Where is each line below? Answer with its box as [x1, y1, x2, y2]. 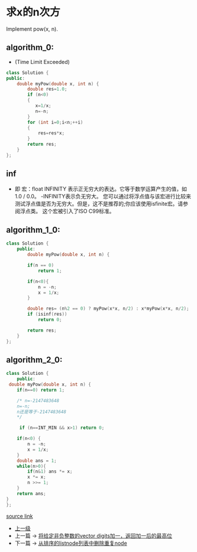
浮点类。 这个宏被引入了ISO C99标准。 [20, 207, 115, 214]
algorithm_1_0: [6, 224, 60, 235]
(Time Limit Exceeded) [14, 58, 70, 65]
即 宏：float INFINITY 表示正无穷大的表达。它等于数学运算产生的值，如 [14, 185, 188, 192]
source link [6, 512, 33, 519]
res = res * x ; [37, 130, 65, 136]
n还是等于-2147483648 [17, 409, 67, 415]
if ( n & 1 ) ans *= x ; [27, 468, 73, 474]
